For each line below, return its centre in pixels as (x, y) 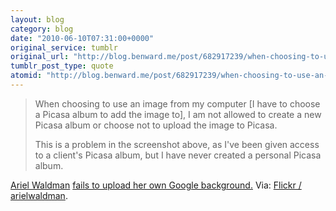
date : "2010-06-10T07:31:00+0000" (82, 38)
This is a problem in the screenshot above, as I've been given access (177, 144)
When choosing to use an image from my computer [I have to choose (177, 103)
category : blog (42, 29)
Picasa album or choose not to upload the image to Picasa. (156, 125)
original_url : (40, 57)
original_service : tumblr (64, 47)
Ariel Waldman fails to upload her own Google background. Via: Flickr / (156, 185)
